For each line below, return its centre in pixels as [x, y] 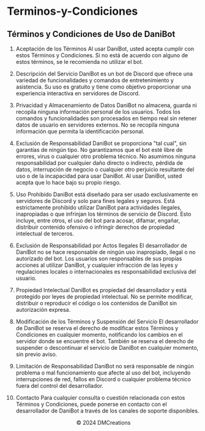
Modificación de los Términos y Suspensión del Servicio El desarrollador [107, 322]
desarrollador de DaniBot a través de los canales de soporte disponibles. [107, 411]
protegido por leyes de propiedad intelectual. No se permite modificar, [104, 297]
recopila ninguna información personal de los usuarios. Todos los [98, 112]
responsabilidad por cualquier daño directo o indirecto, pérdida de [99, 163]
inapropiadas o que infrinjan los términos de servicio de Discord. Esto [103, 214]
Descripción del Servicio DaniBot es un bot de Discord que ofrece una [104, 74]
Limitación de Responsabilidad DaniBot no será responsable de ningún [105, 366]
